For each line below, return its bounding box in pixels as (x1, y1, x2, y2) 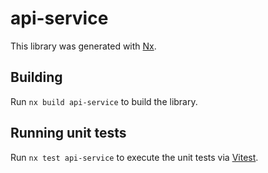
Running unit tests (10, 125, 127, 142)
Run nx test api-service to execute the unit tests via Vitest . (10, 151, 259, 163)
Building (10, 69, 63, 86)
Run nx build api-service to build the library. (10, 95, 198, 107)
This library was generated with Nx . (10, 40, 157, 52)
